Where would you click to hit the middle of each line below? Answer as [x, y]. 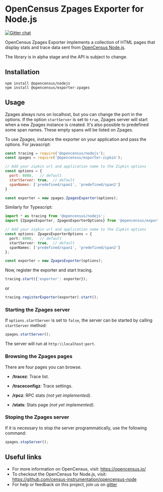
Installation [22, 72]
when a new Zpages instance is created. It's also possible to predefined [77, 125]
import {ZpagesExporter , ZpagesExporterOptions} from [61, 221]
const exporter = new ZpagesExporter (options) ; [54, 261]
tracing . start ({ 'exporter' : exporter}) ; [47, 279]
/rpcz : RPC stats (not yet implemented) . [52, 395]
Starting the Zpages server [38, 310]
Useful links [24, 457]
